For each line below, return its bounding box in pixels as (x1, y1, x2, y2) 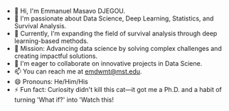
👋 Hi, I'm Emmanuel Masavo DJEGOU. (14, 7, 126, 15)
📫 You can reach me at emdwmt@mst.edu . (14, 67, 142, 76)
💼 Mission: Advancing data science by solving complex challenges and (14, 45, 222, 52)
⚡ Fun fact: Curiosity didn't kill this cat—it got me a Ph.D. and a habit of (14, 86, 223, 93)
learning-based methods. (14, 37, 89, 45)
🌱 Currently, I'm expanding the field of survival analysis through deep (14, 29, 218, 37)
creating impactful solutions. (14, 52, 98, 60)
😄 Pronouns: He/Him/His (14, 78, 89, 86)
